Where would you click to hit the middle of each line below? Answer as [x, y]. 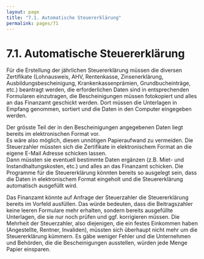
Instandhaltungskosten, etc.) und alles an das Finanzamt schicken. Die [95, 166]
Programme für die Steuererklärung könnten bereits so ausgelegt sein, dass [102, 173]
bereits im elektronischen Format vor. [53, 134]
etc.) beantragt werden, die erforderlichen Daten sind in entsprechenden [98, 90]
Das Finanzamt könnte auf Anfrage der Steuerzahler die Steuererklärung [97, 197]
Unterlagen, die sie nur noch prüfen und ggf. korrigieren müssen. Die [93, 217]
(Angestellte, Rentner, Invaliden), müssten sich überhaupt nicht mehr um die [102, 230]
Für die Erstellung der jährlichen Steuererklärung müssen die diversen [94, 70]
